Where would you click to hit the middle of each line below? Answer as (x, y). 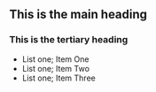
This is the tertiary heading (69, 40)
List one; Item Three (58, 78)
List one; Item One (55, 59)
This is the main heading (78, 15)
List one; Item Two (56, 68)
